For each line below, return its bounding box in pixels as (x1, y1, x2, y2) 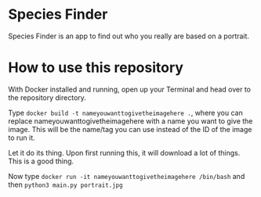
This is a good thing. (8, 156, 74, 166)
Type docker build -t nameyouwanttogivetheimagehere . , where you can (8, 108, 243, 117)
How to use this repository (8, 59, 184, 77)
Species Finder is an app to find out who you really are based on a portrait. (8, 31, 249, 41)
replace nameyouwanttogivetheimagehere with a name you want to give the (8, 116, 253, 126)
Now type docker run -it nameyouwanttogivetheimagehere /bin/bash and (8, 171, 245, 181)
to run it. (8, 133, 35, 142)
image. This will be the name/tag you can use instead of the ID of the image (8, 124, 252, 134)
